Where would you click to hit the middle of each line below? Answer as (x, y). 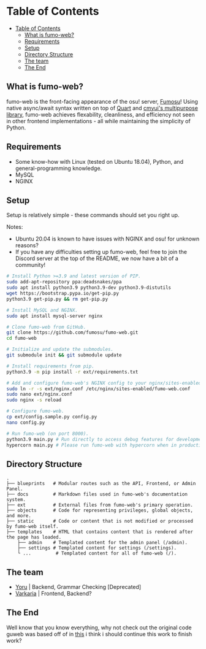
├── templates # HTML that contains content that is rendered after (100, 532)
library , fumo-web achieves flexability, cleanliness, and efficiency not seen (101, 114)
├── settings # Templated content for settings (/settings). (97, 548)
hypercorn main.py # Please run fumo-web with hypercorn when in (91, 445)
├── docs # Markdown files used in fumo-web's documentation (97, 494)
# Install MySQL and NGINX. (42, 310)
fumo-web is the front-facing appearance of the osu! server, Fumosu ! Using (102, 101)
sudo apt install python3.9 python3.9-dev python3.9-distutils (89, 288)
